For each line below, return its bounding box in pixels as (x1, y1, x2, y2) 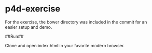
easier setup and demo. (5, 24, 52, 30)
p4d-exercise (5, 3, 60, 14)
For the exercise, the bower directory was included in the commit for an (5, 19, 147, 25)
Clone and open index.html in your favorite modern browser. (5, 42, 124, 48)
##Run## (5, 33, 24, 39)
